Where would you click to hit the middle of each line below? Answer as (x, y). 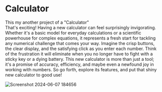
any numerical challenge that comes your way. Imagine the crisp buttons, (80, 43)
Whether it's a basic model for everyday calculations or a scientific (73, 33)
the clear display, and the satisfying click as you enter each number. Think (81, 48)
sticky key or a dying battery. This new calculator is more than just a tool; (80, 59)
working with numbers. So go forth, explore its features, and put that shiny (81, 69)
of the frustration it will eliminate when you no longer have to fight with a (79, 54)
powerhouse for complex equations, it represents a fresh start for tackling (81, 38)
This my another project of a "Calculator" (47, 22)
